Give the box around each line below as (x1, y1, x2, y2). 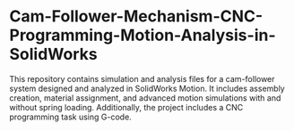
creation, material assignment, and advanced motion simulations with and (9, 92, 281, 103)
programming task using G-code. (9, 111, 132, 122)
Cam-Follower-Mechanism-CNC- (9, 6, 264, 27)
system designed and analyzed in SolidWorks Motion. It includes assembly (9, 83, 285, 94)
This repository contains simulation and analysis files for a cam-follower (9, 73, 275, 84)
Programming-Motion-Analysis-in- (9, 25, 276, 45)
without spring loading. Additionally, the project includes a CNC (9, 102, 244, 112)
